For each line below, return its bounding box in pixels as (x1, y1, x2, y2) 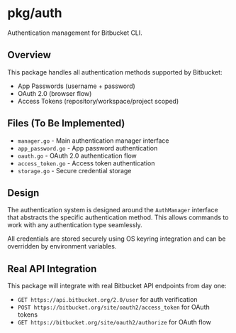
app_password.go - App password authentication (17, 143, 158, 152)
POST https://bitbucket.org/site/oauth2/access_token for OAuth (17, 303, 210, 312)
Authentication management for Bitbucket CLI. (7, 28, 143, 37)
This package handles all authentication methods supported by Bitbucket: (7, 67, 223, 76)
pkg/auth (7, 5, 62, 21)
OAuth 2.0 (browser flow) (17, 89, 92, 97)
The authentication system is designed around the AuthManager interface (7, 206, 218, 214)
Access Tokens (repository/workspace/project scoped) (17, 97, 179, 105)
